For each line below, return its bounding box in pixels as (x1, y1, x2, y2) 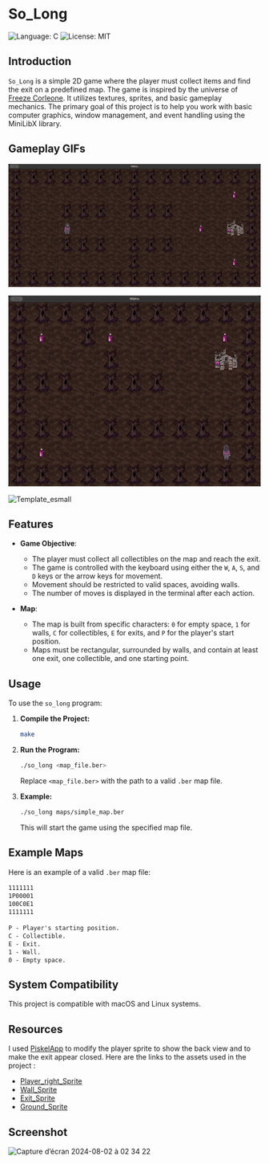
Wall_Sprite (19, 1085, 58, 1095)
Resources (8, 1022, 63, 1036)
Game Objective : (19, 539, 78, 549)
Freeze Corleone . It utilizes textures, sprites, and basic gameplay (8, 93, 223, 103)
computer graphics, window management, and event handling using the (8, 110, 246, 120)
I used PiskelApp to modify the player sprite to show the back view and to (8, 1044, 251, 1053)
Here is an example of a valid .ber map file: (8, 867, 151, 876)
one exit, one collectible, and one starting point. (31, 654, 190, 664)
